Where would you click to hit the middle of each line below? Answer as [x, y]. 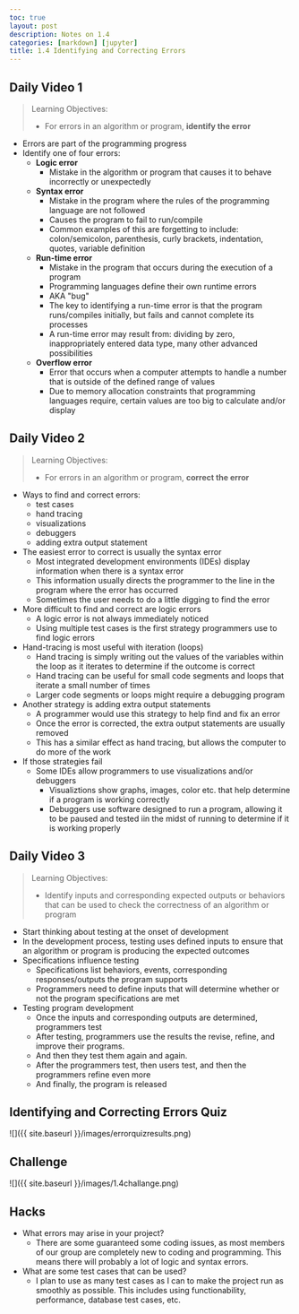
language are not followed [97, 210]
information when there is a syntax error [110, 571]
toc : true [28, 17]
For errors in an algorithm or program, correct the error [147, 477]
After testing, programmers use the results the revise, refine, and [155, 1036]
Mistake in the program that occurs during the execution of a [161, 267]
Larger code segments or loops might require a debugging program [160, 695]
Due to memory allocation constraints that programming [152, 391]
